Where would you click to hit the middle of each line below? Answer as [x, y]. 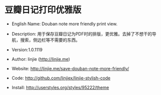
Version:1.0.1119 [27, 50]
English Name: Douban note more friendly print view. [64, 24]
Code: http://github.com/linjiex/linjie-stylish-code [61, 78]
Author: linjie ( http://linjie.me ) [41, 59]
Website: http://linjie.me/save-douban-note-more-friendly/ [70, 68]
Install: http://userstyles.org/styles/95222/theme [60, 87]
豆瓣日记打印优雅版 [43, 10]
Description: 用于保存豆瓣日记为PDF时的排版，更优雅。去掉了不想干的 [82, 34]
